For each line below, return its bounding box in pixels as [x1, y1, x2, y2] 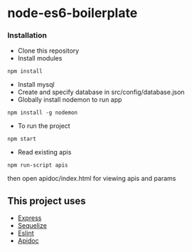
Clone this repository [17, 46, 80, 55]
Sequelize [17, 221, 48, 230]
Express [17, 214, 42, 222]
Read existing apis [17, 148, 72, 157]
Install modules [17, 54, 63, 63]
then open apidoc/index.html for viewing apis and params [7, 174, 176, 183]
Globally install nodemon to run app [17, 95, 122, 104]
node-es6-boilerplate [7, 5, 138, 21]
